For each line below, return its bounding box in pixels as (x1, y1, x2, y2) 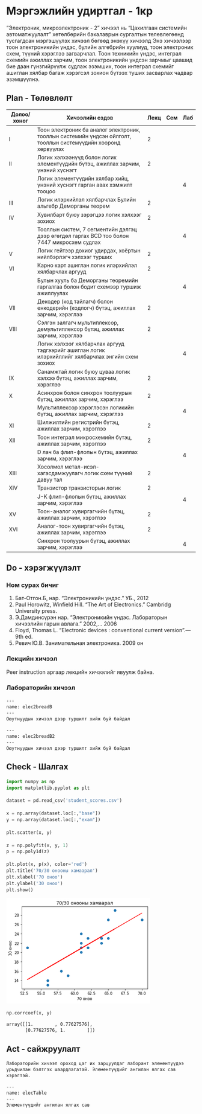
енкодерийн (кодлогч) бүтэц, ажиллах (37, 304, 136, 312)
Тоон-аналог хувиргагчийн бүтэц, (37, 507, 125, 514)
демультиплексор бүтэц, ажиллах (37, 325, 124, 333)
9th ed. (14, 633, 33, 641)
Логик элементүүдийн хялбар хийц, (37, 175, 129, 182)
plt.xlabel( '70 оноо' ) (6, 874, 63, 880)
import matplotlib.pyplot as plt (6, 785, 90, 791)
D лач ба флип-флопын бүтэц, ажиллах (37, 448, 138, 455)
